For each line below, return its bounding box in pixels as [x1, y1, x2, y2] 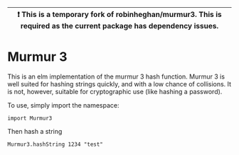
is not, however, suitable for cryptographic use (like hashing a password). [7, 87, 223, 96]
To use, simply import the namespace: [7, 101, 119, 109]
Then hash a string [7, 127, 63, 135]
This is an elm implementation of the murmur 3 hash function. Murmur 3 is [7, 72, 225, 81]
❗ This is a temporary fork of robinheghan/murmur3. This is [17, 10, 222, 19]
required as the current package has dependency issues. [20, 21, 219, 30]
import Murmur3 [7, 115, 53, 122]
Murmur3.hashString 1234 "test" [7, 141, 103, 148]
